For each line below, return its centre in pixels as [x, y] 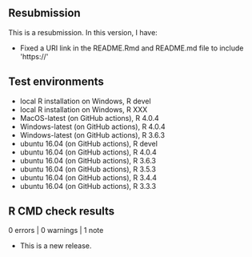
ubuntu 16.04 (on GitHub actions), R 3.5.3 [88, 169]
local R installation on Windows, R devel [85, 101]
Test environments [56, 82]
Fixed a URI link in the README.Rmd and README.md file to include [132, 48]
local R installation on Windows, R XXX [84, 109]
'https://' [34, 56]
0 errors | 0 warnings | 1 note [56, 231]
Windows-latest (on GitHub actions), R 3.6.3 [92, 135]
